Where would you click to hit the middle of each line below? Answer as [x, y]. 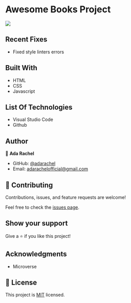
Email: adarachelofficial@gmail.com [50, 169]
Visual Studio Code [33, 119]
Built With [21, 68]
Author [17, 141]
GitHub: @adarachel [34, 164]
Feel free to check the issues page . [42, 207]
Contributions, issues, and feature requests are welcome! [66, 197]
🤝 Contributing [29, 185]
